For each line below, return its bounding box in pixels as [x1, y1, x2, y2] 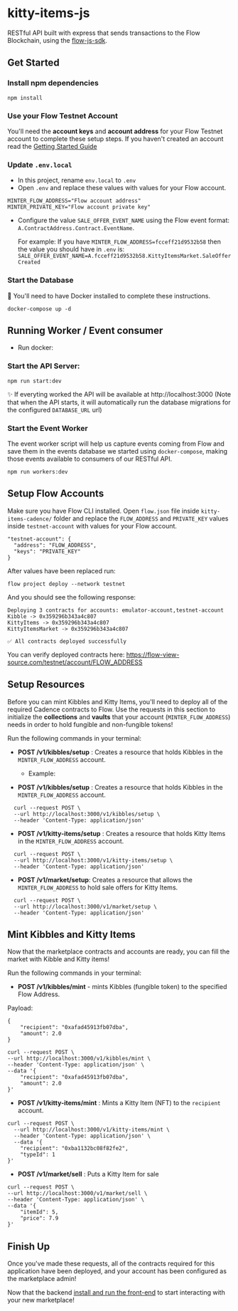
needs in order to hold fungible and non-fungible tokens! [7, 720, 173, 728]
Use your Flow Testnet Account [7, 110, 119, 120]
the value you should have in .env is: [17, 245, 125, 254]
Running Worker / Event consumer [7, 324, 163, 336]
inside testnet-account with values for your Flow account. [7, 521, 178, 530]
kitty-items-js [7, 5, 90, 21]
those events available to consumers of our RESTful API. [7, 454, 173, 463]
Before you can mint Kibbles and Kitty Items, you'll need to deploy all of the [7, 697, 228, 706]
